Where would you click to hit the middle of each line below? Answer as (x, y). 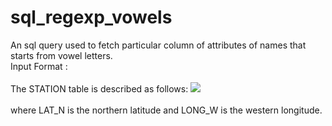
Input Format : (39, 66)
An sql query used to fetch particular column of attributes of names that (158, 45)
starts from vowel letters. (61, 55)
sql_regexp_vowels (91, 17)
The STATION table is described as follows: (99, 88)
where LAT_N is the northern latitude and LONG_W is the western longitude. (166, 110)
